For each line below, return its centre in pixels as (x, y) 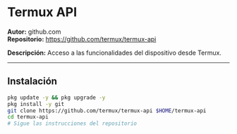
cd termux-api (28, 117)
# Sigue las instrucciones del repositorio (72, 123)
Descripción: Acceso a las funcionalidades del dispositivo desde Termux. (115, 53)
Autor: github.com (34, 32)
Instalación (32, 81)
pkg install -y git (36, 104)
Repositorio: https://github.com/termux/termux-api (82, 39)
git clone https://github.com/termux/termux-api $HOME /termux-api (107, 110)
